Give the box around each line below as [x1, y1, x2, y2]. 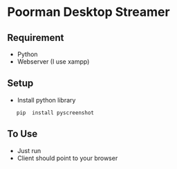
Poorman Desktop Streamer [7, 4, 171, 20]
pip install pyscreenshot [16, 109, 95, 116]
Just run [17, 146, 41, 154]
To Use [7, 128, 38, 140]
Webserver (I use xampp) [17, 57, 90, 66]
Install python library [17, 96, 76, 104]
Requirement [7, 32, 64, 44]
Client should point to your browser [17, 154, 118, 162]
